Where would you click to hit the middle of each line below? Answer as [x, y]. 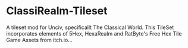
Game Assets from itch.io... [39, 40]
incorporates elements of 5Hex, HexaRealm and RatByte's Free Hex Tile [94, 33]
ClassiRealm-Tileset [57, 11]
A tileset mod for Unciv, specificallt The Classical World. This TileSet [90, 27]
